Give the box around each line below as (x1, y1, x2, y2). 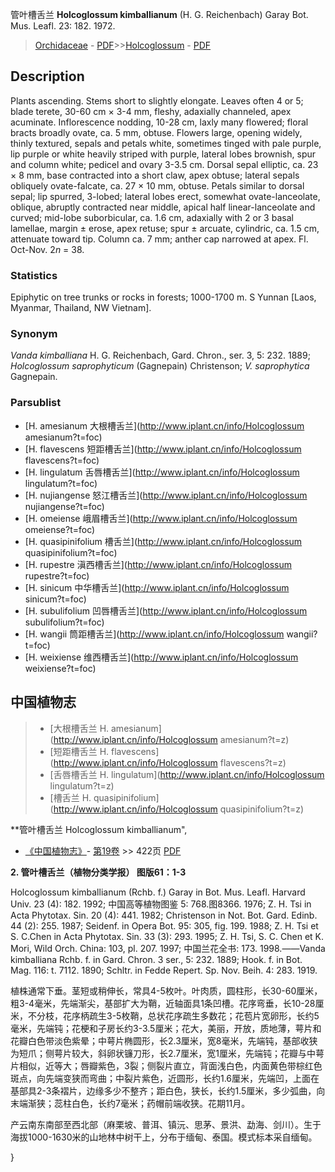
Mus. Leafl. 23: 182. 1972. (10, 20, 116, 32)
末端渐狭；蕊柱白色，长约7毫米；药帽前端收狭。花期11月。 (10, 1097, 251, 1109)
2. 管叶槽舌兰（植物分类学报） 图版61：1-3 (10, 866, 187, 878)
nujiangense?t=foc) (24, 500, 105, 512)
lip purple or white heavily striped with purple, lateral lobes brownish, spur (10, 148, 316, 160)
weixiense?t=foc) (24, 662, 97, 674)
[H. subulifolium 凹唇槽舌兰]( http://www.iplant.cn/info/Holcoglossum (24, 604, 308, 617)
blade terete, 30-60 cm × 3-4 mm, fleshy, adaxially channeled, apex (10, 105, 292, 117)
